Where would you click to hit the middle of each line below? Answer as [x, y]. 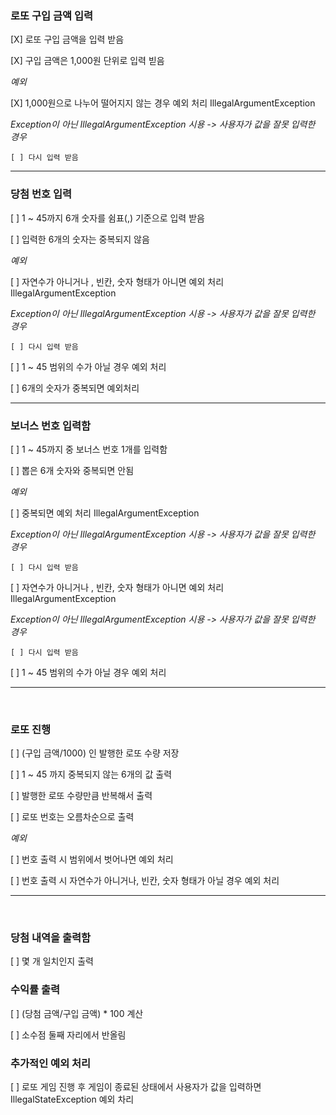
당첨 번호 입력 [41, 194]
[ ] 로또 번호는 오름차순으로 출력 [72, 817]
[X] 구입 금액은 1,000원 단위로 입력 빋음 [87, 61]
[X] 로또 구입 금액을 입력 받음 [67, 39]
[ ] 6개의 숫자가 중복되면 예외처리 [75, 388]
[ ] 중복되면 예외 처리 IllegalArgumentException [105, 513]
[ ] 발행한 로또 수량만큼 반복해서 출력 [81, 796]
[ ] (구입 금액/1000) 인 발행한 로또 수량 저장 [95, 753]
